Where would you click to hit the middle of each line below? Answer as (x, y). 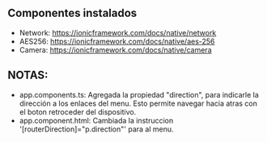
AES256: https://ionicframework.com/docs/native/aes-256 (117, 41)
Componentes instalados (72, 13)
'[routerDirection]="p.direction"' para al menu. (97, 129)
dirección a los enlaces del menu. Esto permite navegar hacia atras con (138, 103)
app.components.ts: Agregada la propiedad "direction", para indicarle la (139, 94)
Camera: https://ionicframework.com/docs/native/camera (115, 50)
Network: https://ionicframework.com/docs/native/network (118, 32)
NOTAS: (28, 75)
